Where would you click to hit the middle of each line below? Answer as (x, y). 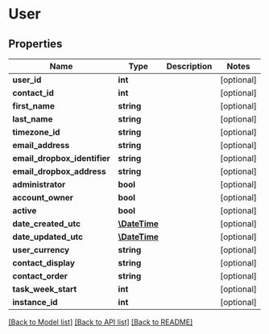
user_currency (41, 250)
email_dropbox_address (59, 171)
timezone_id (36, 132)
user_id (27, 80)
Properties (35, 44)
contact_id (33, 93)
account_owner (43, 198)
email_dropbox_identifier (61, 158)
